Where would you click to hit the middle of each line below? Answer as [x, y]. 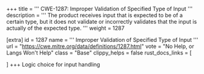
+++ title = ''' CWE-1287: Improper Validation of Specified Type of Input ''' [100, 9]
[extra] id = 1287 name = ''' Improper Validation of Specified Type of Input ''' [102, 40]
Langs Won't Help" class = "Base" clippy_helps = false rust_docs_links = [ [99, 53]
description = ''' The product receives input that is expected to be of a [95, 15]
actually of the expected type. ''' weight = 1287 [66, 28]
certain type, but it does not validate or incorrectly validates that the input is [102, 22]
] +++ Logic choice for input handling [53, 64]
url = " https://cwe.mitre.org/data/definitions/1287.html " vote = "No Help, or [100, 46]
